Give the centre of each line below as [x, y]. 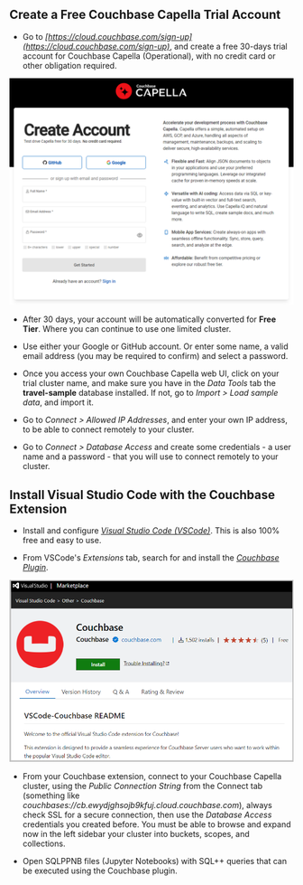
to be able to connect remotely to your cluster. [108, 429]
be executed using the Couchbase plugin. [100, 871]
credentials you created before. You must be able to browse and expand [156, 824]
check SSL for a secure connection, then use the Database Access [147, 814]
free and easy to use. [62, 541]
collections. [44, 843]
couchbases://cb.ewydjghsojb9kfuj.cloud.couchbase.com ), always [147, 805]
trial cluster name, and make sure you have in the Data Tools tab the [149, 383]
